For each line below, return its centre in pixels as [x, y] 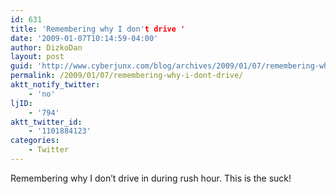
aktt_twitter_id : [46, 122]
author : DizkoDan [46, 47]
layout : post [37, 57]
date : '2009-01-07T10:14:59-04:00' [84, 38]
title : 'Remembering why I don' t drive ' [98, 29]
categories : [35, 141]
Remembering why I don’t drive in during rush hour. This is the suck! [151, 178]
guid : [21, 66]
